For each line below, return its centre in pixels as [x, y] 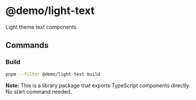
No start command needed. [39, 91]
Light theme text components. [42, 27]
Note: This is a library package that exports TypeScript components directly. [98, 85]
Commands [27, 45]
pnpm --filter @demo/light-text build [53, 74]
